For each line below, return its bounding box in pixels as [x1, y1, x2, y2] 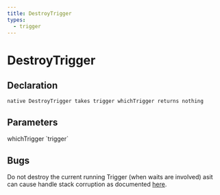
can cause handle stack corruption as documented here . [7, 180, 167, 188]
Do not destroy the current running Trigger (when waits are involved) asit [7, 173, 214, 181]
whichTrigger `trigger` [7, 135, 69, 143]
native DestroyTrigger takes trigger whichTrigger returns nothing [7, 97, 204, 105]
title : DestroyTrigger [7, 10, 72, 17]
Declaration [7, 80, 58, 91]
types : [7, 16, 26, 23]
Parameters [7, 116, 58, 128]
